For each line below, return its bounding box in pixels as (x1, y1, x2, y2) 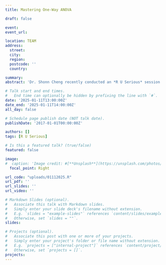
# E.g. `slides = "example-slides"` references (5, 211, 110, 216)
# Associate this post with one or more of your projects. (5, 234, 134, 239)
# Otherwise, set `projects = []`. (5, 248, 83, 253)
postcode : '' (9, 61, 37, 67)
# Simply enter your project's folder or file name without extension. (5, 238, 161, 243)
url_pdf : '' (5, 179, 30, 184)
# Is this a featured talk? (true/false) (5, 143, 92, 148)
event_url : (5, 30, 28, 35)
